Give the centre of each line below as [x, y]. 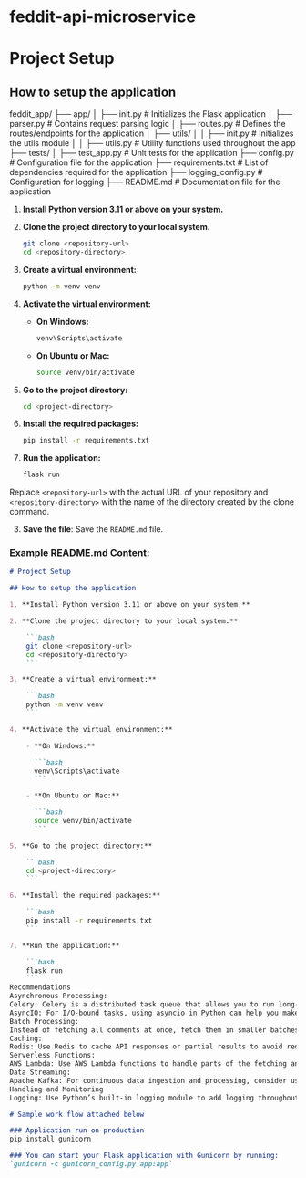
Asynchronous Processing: [58, 996]
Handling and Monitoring [56, 1089]
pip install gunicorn [51, 1139]
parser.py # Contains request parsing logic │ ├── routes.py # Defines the [148, 124]
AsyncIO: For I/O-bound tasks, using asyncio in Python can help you [144, 1013]
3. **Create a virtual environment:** [83, 680]
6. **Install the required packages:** [85, 896]
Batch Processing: [44, 1021]
